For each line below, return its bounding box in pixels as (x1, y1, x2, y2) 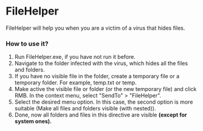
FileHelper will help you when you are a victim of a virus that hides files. (5, 24, 185, 32)
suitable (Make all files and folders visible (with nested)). (14, 105, 156, 112)
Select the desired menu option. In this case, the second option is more (14, 98, 193, 106)
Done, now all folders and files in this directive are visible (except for (14, 111, 187, 119)
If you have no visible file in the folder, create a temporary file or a (14, 73, 180, 80)
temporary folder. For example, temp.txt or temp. (14, 79, 137, 86)
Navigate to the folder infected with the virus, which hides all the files (14, 59, 188, 67)
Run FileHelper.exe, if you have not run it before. (14, 53, 136, 61)
